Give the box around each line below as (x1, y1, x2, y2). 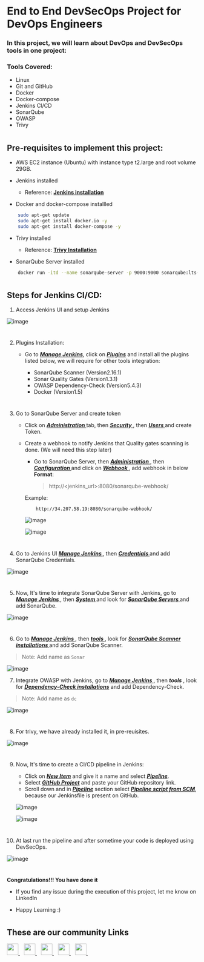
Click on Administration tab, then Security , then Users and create (24, 421, 192, 428)
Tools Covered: (7, 62, 53, 71)
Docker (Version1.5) (33, 388, 83, 396)
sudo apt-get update (18, 212, 70, 219)
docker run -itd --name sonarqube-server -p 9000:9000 (18, 270, 159, 276)
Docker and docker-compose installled (15, 201, 113, 208)
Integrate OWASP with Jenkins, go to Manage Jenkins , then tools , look (15, 677, 197, 684)
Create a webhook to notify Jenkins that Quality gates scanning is (24, 439, 189, 446)
